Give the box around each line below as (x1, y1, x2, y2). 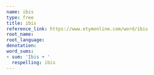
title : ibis (6, 20, 37, 26)
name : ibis (6, 8, 34, 15)
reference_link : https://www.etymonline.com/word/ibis (6, 25, 149, 32)
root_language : (6, 37, 45, 43)
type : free (6, 15, 34, 21)
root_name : (6, 31, 34, 37)
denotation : (6, 43, 37, 49)
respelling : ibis (12, 59, 56, 65)
